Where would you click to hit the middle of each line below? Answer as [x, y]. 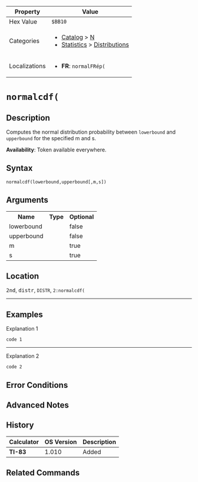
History [20, 425]
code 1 [14, 339]
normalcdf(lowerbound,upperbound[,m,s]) [57, 182]
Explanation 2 [23, 356]
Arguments [27, 200]
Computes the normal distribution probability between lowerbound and [91, 132]
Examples [24, 314]
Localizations [27, 66]
